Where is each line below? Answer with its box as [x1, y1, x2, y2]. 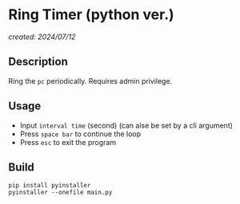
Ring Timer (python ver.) [8, 6, 174, 24]
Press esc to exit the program [19, 137, 117, 147]
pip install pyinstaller [8, 182, 91, 190]
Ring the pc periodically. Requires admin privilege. [8, 76, 173, 85]
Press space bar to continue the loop [19, 129, 142, 139]
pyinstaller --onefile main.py [8, 189, 113, 197]
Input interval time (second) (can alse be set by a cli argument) [19, 120, 234, 130]
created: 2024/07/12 [8, 32, 76, 41]
